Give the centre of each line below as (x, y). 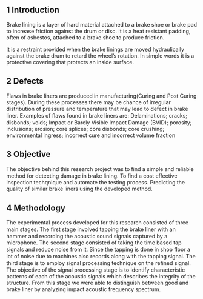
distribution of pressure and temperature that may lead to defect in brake (97, 109)
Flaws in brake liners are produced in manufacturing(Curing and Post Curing (101, 96)
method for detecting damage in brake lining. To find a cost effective (92, 176)
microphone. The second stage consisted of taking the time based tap (94, 243)
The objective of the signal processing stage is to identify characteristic (96, 270)
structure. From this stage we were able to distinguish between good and (98, 283)
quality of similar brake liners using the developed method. (79, 189)
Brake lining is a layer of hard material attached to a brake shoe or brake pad (102, 24)
